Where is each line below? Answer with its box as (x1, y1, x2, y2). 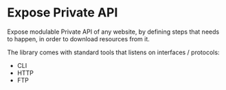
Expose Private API (7, 5, 118, 21)
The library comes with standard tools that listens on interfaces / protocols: (7, 48, 220, 56)
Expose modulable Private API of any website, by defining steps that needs (7, 27, 220, 36)
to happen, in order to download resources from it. (7, 34, 150, 43)
